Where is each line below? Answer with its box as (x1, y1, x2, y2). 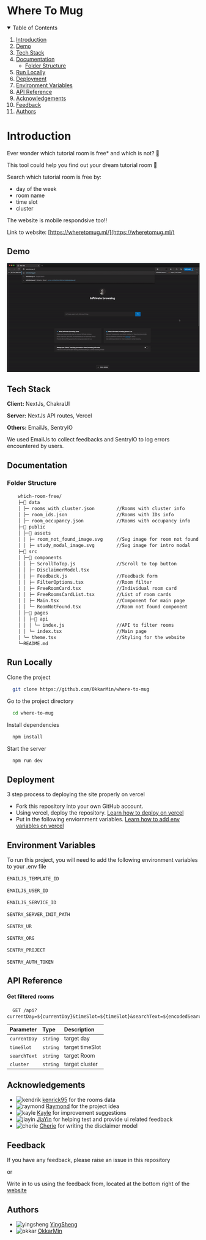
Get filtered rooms (7, 993, 54, 1001)
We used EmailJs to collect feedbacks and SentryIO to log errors (7, 436, 170, 443)
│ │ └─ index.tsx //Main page (18, 629, 147, 635)
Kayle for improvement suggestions (37, 1109, 127, 1117)
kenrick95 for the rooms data (42, 1096, 116, 1104)
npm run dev (12, 758, 43, 764)
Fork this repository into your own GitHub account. (15, 802, 144, 810)
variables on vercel (15, 822, 64, 829)
